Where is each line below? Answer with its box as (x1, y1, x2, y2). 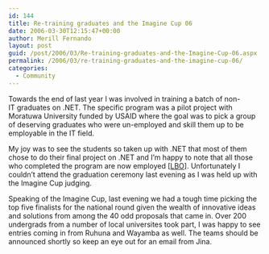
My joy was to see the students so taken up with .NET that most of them (8, 144, 247, 153)
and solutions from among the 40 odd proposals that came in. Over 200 (8, 210, 247, 220)
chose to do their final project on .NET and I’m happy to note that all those (8, 152, 254, 162)
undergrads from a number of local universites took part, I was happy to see (8, 219, 261, 229)
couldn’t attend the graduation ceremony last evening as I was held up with (8, 169, 258, 179)
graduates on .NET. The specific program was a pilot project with (16, 102, 234, 112)
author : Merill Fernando (8, 34, 92, 43)
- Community (15, 72, 56, 80)
